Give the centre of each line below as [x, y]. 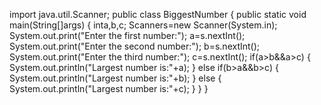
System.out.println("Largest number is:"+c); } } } [109, 88]
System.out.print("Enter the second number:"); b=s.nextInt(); [135, 46]
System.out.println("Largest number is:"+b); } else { [115, 78]
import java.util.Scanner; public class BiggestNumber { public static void [158, 14]
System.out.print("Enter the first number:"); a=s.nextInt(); [127, 35]
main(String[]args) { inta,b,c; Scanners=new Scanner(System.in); [143, 25]
